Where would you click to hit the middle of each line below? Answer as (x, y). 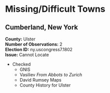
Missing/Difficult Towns (55, 9)
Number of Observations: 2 (34, 44)
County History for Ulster (45, 85)
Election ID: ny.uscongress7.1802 (39, 49)
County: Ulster (20, 39)
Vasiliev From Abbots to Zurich (51, 75)
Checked (21, 64)
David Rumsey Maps (40, 80)
